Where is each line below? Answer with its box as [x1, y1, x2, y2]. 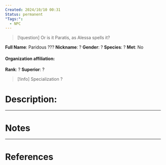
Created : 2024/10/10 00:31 [5, 7, 61, 12]
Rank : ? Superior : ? [5, 66, 45, 72]
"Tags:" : [5, 16, 23, 21]
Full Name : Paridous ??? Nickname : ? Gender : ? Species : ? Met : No [5, 44, 144, 50]
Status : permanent [5, 12, 43, 17]
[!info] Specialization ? [17, 76, 63, 82]
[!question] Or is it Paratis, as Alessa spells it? [17, 35, 110, 41]
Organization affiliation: [5, 55, 55, 61]
